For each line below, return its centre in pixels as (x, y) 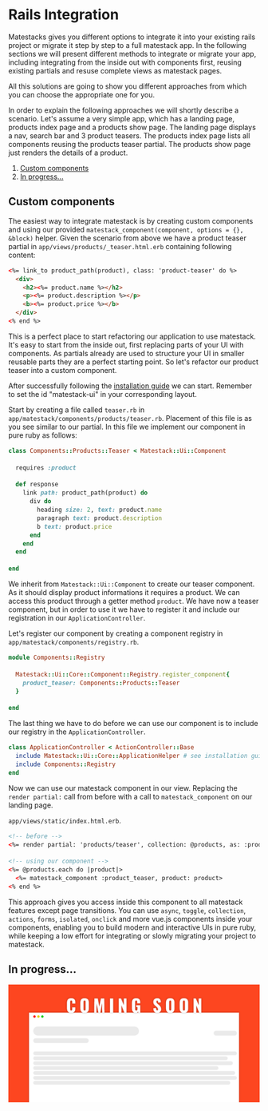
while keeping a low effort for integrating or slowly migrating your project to (132, 935)
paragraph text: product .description (99, 518)
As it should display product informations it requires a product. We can (124, 592)
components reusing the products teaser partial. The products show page (130, 144)
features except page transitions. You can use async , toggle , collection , (127, 910)
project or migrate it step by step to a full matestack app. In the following (128, 45)
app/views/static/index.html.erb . (65, 820)
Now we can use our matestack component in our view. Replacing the (123, 788)
